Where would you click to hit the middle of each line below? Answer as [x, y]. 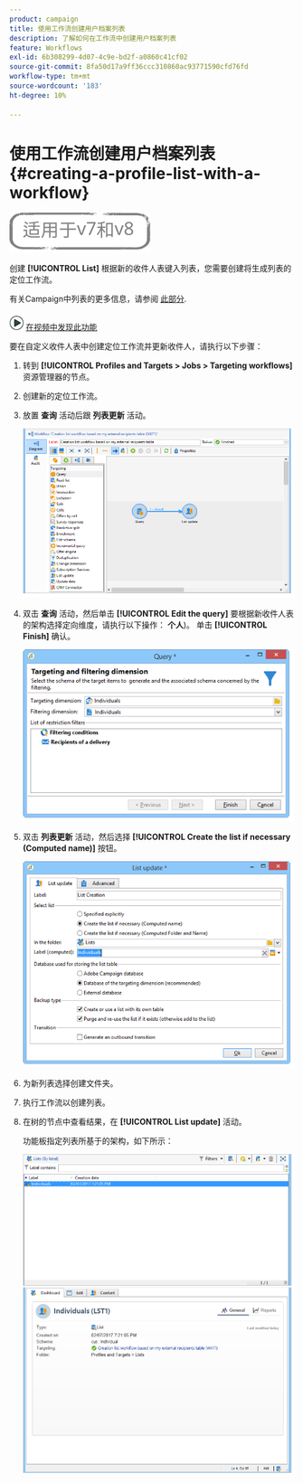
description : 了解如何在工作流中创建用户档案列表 [93, 38]
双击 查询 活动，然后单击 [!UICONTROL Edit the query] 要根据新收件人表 [158, 614]
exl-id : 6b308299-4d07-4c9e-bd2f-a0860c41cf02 [99, 57]
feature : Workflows [46, 48]
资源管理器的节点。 [58, 377]
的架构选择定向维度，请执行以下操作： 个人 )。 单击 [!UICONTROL [145, 625]
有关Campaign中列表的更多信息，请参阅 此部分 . [98, 299]
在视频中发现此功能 [62, 327]
